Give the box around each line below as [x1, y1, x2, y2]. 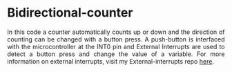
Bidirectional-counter [7, 5, 133, 21]
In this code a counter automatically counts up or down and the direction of [7, 28, 225, 36]
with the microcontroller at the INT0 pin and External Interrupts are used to [7, 42, 225, 51]
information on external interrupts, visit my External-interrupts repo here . [7, 57, 214, 65]
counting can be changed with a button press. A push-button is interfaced [7, 35, 225, 43]
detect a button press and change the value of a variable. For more [7, 50, 225, 58]
